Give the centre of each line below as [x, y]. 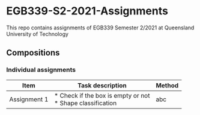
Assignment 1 [29, 99]
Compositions [33, 53]
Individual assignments [41, 70]
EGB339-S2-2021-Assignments [87, 11]
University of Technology [38, 34]
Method [167, 85]
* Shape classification [85, 103]
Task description [102, 85]
